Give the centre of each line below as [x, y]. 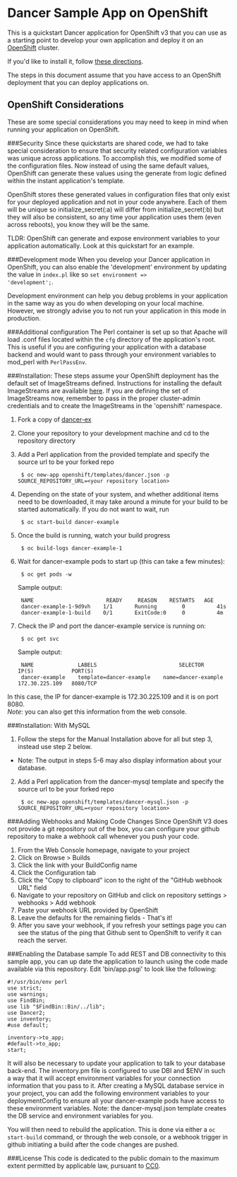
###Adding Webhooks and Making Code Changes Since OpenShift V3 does [117, 821]
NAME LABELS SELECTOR [113, 665]
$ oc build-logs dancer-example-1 [72, 548]
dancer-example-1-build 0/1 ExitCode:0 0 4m [122, 613]
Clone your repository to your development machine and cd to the [113, 433]
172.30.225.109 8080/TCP [57, 683]
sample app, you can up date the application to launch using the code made [117, 961]
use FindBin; [26, 1000]
